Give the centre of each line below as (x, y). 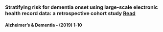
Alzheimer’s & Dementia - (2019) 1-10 (44, 25)
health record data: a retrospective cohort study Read (70, 13)
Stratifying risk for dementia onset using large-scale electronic (81, 7)
